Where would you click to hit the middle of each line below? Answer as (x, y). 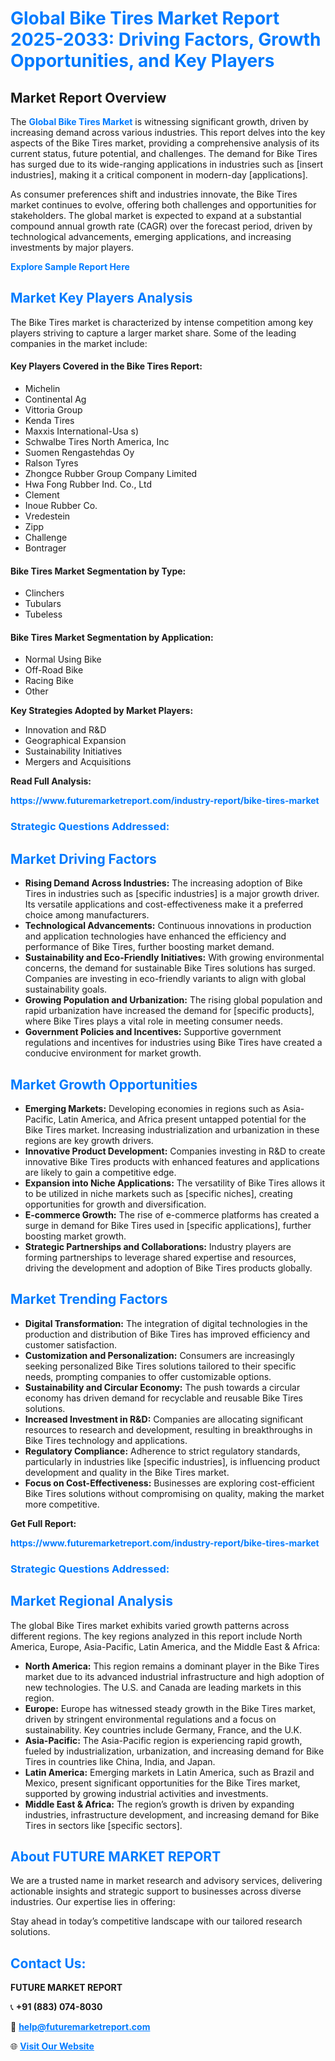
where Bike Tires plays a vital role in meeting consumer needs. (153, 1021)
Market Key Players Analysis (101, 298)
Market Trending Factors (89, 1299)
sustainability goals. (66, 989)
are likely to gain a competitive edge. (100, 1172)
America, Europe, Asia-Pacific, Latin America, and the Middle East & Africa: (165, 1646)
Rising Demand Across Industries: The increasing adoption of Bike (163, 883)
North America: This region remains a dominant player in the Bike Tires (172, 1666)
